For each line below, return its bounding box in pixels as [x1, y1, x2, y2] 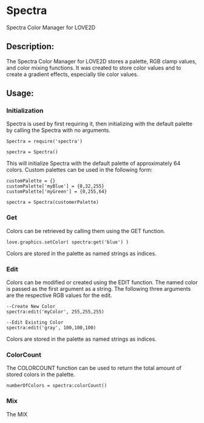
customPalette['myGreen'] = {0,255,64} [6, 189, 107, 195]
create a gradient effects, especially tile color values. [6, 71, 138, 78]
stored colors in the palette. [6, 371, 75, 378]
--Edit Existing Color [6, 320, 64, 326]
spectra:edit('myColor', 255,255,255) [6, 309, 104, 315]
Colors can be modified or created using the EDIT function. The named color [6, 279, 198, 286]
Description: [6, 41, 55, 52]
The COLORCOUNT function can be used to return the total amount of [6, 365, 182, 372]
